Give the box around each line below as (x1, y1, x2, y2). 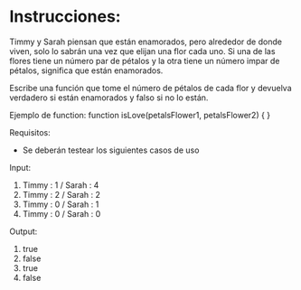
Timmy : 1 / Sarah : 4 (22, 179, 99, 191)
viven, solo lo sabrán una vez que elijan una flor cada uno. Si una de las (9, 45, 276, 56)
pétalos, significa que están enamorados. (9, 65, 164, 76)
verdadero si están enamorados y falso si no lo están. (9, 92, 209, 103)
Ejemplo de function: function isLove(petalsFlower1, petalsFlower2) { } (9, 109, 271, 120)
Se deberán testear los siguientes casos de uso (22, 145, 200, 155)
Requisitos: (9, 126, 52, 137)
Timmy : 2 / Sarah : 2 (22, 189, 101, 200)
